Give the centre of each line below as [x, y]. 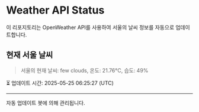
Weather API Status [55, 10]
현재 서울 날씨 [30, 55]
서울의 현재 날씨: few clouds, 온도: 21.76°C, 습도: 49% [84, 70]
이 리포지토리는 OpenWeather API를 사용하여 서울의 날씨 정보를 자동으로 [90, 27]
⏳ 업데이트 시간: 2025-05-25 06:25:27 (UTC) [60, 83]
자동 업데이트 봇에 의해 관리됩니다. [46, 103]
